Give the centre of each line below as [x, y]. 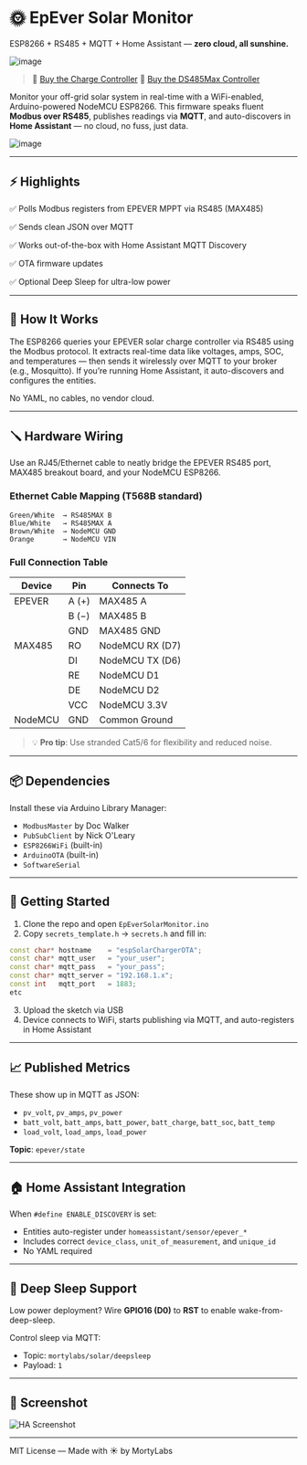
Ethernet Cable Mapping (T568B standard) [106, 496]
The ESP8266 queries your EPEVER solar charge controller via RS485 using [152, 342]
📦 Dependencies [60, 781]
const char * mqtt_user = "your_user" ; [88, 959]
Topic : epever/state [47, 1149]
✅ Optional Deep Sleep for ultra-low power [90, 281]
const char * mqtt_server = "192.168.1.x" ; [91, 975]
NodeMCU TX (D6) [140, 660]
